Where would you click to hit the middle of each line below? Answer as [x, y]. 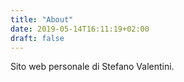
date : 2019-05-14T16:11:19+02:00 [80, 29]
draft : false [37, 38]
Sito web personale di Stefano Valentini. [92, 67]
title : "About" [42, 19]
